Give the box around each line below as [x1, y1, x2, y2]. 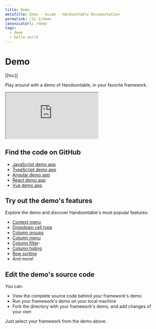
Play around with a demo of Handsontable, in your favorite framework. [5, 82, 148, 88]
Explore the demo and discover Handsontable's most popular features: [5, 209, 149, 215]
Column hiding [12, 246, 42, 251]
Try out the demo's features [5, 197, 93, 205]
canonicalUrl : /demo [5, 21, 48, 26]
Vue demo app [12, 182, 43, 188]
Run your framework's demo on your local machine [12, 298, 117, 304]
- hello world [9, 35, 38, 40]
